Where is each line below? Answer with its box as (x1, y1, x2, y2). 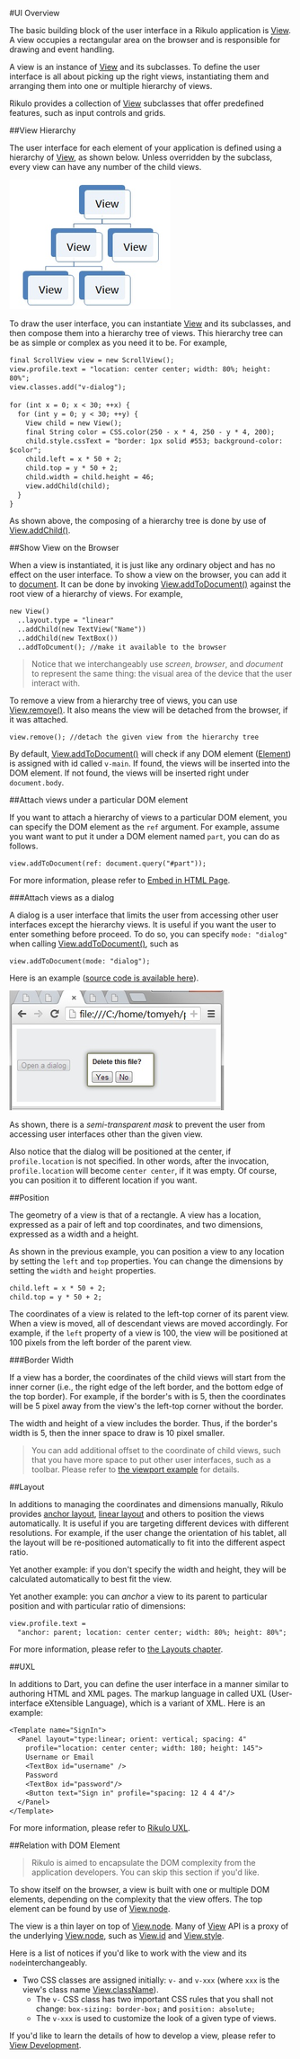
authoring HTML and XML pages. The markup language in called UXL (9, 1689, 267, 1699)
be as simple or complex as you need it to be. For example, (9, 337, 227, 348)
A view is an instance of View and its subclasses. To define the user (9, 62, 260, 72)
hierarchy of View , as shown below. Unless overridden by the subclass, (9, 152, 273, 163)
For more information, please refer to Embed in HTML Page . (9, 875, 231, 885)
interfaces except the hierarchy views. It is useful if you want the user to (9, 919, 277, 929)
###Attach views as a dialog (9, 892, 115, 902)
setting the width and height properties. (9, 1265, 156, 1275)
